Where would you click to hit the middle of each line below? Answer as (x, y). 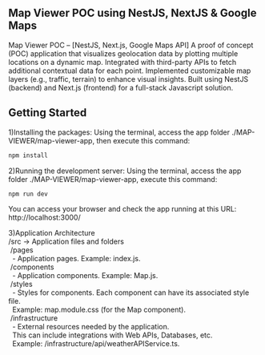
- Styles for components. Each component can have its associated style (130, 292)
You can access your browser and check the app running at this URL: (122, 209)
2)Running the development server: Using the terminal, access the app (125, 171)
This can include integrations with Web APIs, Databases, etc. (112, 335)
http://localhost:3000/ (45, 218)
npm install (28, 155)
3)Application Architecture (52, 233)
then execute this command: (143, 140)
